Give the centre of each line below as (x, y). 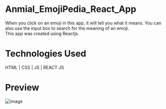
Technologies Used (46, 54)
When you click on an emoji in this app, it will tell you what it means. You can (83, 23)
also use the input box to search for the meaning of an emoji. (67, 28)
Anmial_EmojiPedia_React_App (71, 9)
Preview (22, 88)
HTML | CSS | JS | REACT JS (35, 67)
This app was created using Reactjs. (42, 33)
